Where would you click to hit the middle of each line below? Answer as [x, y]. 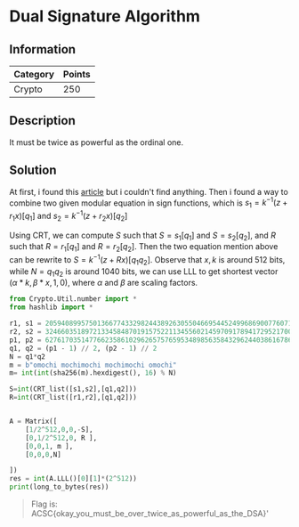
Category [34, 74]
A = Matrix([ [33, 421]
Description [42, 121]
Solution [33, 170]
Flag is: [44, 504]
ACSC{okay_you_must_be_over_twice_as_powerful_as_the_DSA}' [150, 513]
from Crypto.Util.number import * [73, 299]
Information [43, 49]
